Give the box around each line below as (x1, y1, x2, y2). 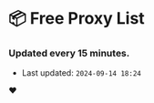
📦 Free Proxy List (8, 8, 145, 29)
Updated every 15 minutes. (8, 47, 130, 60)
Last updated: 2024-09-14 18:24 (21, 67, 142, 78)
